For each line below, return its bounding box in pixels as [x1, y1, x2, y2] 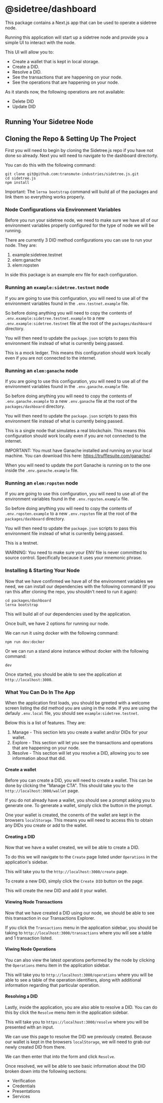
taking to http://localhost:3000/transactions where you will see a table [5, 930, 152, 935]
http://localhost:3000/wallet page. [5, 788, 79, 794]
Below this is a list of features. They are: [5, 719, 86, 726]
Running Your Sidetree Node [5, 118, 94, 126]
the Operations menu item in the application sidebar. [5, 962, 111, 968]
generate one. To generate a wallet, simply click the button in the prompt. [5, 803, 153, 809]
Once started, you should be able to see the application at [5, 671, 122, 677]
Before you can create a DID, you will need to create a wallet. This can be [5, 778, 153, 784]
